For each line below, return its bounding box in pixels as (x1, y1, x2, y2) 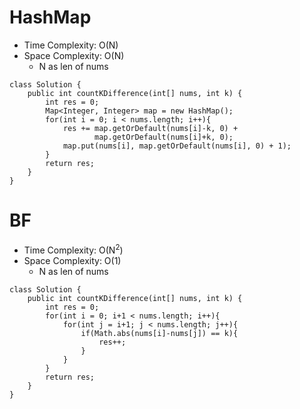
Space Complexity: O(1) (23, 254, 122, 266)
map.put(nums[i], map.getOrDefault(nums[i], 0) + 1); (62, 141, 292, 151)
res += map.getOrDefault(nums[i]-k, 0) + (62, 123, 239, 133)
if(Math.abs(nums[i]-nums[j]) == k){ (80, 328, 239, 338)
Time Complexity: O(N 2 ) (23, 242, 124, 256)
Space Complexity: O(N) (23, 49, 125, 61)
